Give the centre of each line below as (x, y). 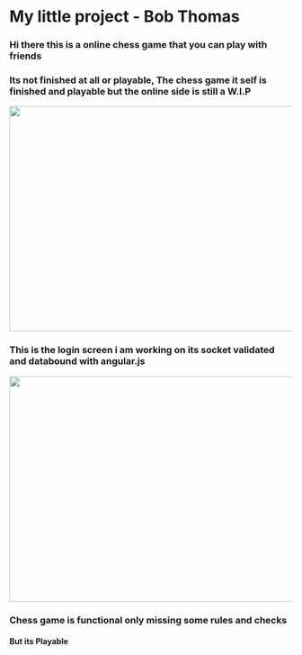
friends (26, 56)
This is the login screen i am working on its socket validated (142, 350)
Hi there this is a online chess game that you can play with (138, 45)
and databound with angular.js (77, 361)
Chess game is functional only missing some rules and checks (148, 620)
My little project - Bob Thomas (124, 17)
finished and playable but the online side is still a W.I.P (130, 92)
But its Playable (39, 641)
